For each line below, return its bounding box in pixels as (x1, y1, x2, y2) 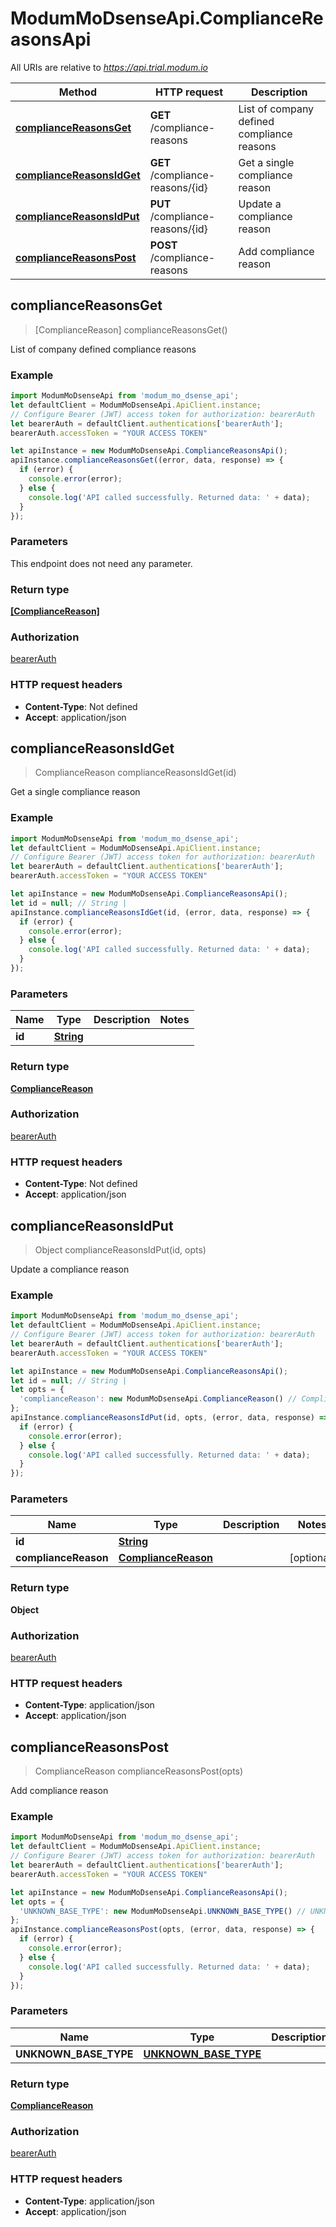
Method (58, 85, 97, 99)
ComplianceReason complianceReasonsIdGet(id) (34, 767, 237, 779)
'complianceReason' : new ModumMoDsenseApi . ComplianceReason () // (19, 1394, 298, 1404)
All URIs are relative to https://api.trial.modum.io (10, 61, 208, 73)
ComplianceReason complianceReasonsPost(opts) (34, 1765, 244, 1777)
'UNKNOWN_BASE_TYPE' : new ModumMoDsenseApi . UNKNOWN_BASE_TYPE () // (19, 1906, 307, 1916)
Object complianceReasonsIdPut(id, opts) (34, 1243, 207, 1256)
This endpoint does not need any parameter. (10, 557, 193, 569)
